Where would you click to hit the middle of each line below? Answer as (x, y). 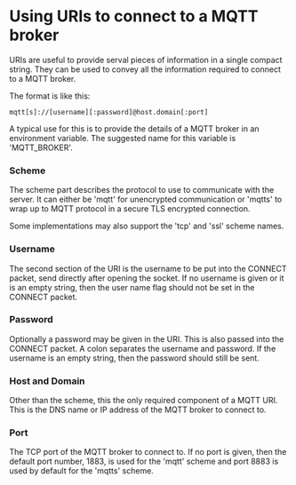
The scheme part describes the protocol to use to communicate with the (142, 190)
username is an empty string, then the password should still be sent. (134, 358)
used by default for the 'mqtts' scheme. (81, 471)
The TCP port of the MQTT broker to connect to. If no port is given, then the (148, 452)
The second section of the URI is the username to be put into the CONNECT (148, 268)
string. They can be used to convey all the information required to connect (145, 69)
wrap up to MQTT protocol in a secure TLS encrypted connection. (130, 209)
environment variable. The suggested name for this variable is (123, 138)
